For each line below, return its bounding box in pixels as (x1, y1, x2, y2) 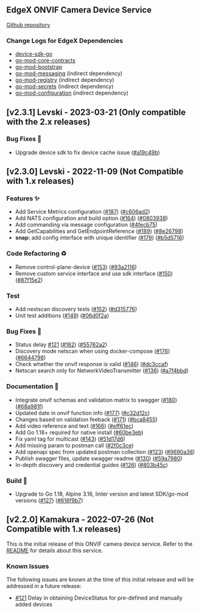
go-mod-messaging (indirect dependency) (15, 70, 123, 77)
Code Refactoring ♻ (6, 249, 67, 258)
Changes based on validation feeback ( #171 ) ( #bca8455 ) (15, 416, 158, 423)
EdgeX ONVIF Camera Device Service (6, 5, 152, 15)
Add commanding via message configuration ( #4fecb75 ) (15, 221, 158, 229)
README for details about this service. (6, 546, 104, 554)
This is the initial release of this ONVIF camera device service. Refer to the (6, 540, 193, 548)
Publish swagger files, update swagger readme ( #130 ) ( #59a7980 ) (15, 455, 183, 462)
